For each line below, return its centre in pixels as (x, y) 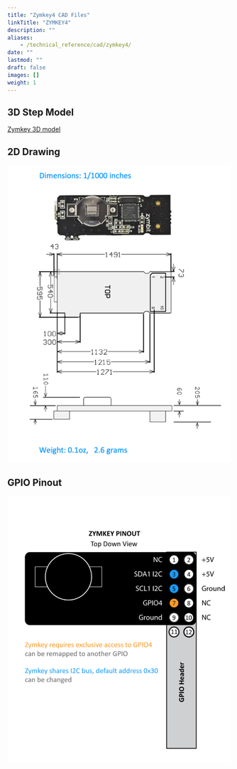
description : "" (31, 30)
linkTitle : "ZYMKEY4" (39, 22)
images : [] (23, 75)
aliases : (20, 38)
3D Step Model (41, 112)
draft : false (27, 68)
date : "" (20, 53)
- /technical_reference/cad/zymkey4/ (76, 45)
